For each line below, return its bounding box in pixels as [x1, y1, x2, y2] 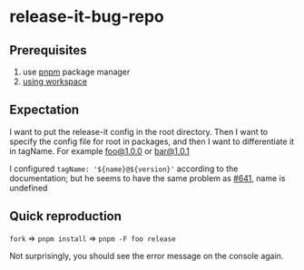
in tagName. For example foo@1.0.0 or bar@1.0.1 [9, 145, 191, 156]
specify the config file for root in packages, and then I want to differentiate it [9, 136, 295, 147]
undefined [9, 182, 48, 193]
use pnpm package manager [22, 66, 131, 77]
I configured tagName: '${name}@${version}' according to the [9, 163, 239, 174]
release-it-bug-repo [9, 6, 165, 27]
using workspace [22, 76, 88, 87]
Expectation [9, 102, 80, 118]
